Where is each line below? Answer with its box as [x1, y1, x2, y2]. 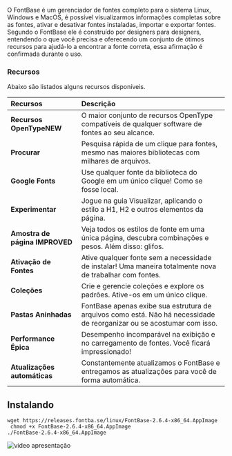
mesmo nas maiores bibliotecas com [81, 148, 200, 157]
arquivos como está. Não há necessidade [81, 310, 215, 319]
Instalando [7, 399, 54, 410]
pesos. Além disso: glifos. [81, 241, 164, 251]
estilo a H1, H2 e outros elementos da [81, 205, 204, 215]
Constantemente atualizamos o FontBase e [81, 358, 220, 368]
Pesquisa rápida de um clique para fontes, [81, 139, 218, 149]
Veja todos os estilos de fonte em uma [81, 224, 205, 234]
